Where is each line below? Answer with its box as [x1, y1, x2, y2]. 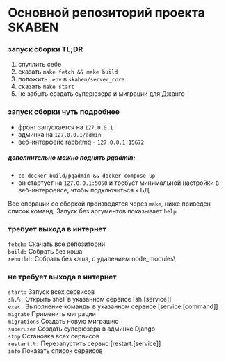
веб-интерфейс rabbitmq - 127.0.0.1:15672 [17, 138, 145, 146]
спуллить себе [17, 60, 62, 69]
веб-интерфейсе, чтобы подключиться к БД [17, 186, 150, 194]
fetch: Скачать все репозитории [8, 240, 106, 248]
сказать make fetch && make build [17, 67, 118, 76]
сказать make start [17, 82, 75, 91]
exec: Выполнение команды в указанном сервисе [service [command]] [8, 302, 218, 311]
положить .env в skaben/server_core [17, 75, 124, 83]
